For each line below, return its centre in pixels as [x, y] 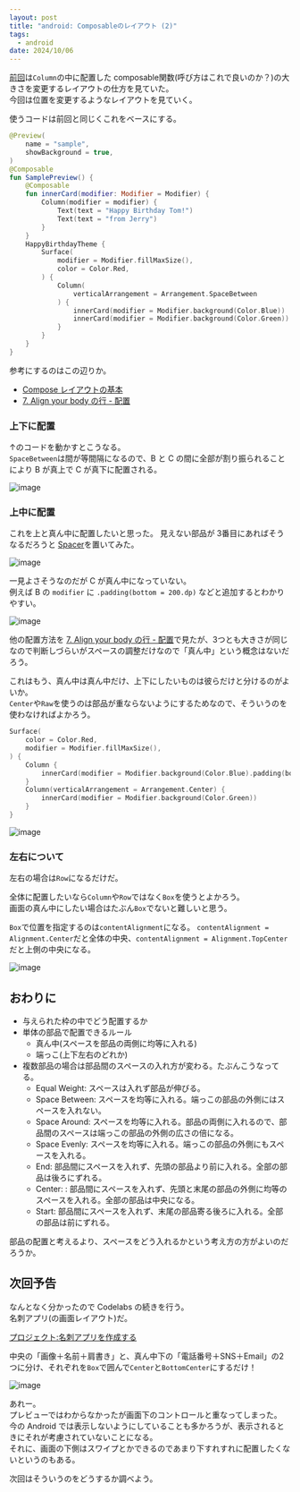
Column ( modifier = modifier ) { [100, 202]
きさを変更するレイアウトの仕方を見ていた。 [92, 89]
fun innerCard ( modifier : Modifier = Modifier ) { [117, 194]
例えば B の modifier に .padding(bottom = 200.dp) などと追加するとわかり [147, 593]
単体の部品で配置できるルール [77, 1032]
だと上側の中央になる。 [52, 950]
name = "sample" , [58, 144]
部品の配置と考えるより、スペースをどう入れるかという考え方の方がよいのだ [149, 1241]
